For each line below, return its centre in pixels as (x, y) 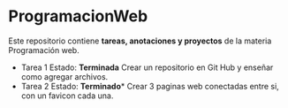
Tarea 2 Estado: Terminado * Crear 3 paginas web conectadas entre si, (150, 86)
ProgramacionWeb (78, 16)
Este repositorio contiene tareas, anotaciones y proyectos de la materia (140, 41)
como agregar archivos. (64, 76)
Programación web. (44, 50)
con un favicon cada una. (67, 96)
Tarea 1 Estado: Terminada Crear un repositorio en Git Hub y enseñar (147, 67)
